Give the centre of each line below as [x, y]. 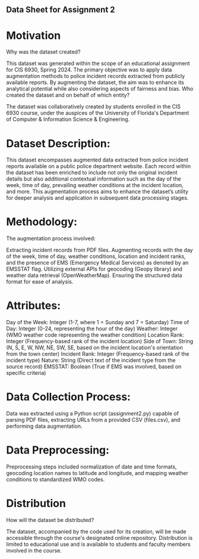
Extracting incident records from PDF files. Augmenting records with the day [99, 250]
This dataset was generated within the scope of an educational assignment [98, 63]
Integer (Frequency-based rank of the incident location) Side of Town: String [100, 341]
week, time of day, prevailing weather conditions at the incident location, [95, 185]
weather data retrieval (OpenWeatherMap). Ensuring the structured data [94, 275]
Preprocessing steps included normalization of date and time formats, [91, 467]
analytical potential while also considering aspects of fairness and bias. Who [100, 89]
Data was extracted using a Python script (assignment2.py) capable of [93, 414]
